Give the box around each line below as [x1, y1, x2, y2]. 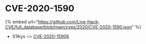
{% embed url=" [5, 19, 38, 25]
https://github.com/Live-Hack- [37, 19, 100, 25]
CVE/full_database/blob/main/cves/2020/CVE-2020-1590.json [5, 24, 132, 29]
